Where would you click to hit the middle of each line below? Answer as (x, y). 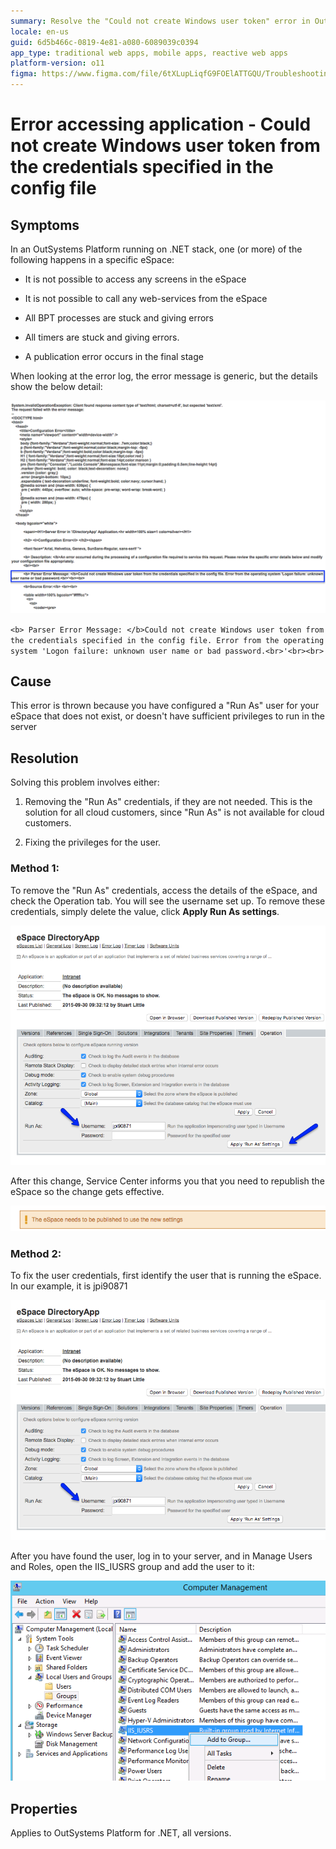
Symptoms (45, 225)
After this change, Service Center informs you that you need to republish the (167, 1181)
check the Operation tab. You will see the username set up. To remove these (168, 901)
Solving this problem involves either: (85, 782)
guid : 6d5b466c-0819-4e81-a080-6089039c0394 (104, 42)
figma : (24, 74)
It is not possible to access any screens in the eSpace (135, 279)
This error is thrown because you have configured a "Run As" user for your (165, 706)
